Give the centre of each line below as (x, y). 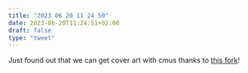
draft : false (30, 30)
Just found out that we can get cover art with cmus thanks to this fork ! (124, 60)
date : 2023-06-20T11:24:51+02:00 (64, 23)
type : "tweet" (32, 38)
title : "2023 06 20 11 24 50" (59, 15)
